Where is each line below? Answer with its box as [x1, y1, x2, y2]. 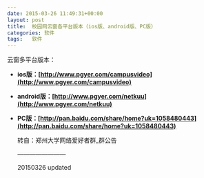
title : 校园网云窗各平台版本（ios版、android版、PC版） [7, 23, 156, 30]
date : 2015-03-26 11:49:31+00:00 [7, 10, 103, 17]
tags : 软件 [7, 36, 43, 43]
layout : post [7, 17, 45, 23]
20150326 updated [17, 164, 72, 172]
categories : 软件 [7, 29, 55, 37]
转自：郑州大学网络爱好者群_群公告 [17, 136, 117, 145]
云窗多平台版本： [7, 56, 56, 64]
